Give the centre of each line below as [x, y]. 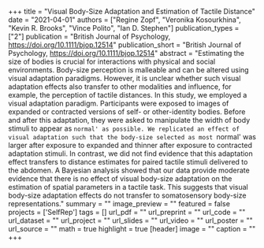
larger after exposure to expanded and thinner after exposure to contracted [130, 145]
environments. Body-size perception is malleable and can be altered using [129, 70]
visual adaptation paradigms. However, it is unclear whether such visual [125, 78]
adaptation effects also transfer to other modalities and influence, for [120, 87]
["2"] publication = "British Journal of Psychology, [89, 36]
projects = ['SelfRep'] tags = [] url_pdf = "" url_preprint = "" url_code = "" [127, 212]
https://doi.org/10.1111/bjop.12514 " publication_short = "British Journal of [125, 45]
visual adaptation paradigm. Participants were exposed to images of [119, 103]
